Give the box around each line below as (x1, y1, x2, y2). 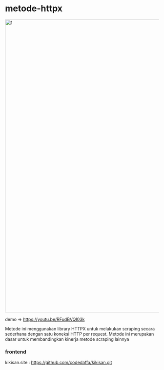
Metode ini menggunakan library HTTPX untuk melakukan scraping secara (5, 326, 155, 331)
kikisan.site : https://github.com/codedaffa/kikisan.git (5, 360, 112, 366)
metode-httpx (5, 3, 62, 14)
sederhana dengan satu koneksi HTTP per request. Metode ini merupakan (5, 331, 154, 337)
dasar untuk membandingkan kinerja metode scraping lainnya (5, 336, 129, 342)
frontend (5, 348, 27, 355)
